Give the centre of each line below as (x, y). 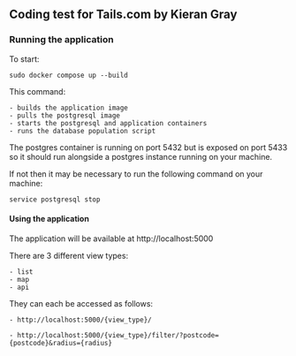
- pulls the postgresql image (65, 115)
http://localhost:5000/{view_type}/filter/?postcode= (118, 335)
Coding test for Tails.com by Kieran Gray (123, 15)
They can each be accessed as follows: (81, 303)
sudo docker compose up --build (68, 75)
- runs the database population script (83, 131)
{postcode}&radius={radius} (61, 343)
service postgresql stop (55, 199)
